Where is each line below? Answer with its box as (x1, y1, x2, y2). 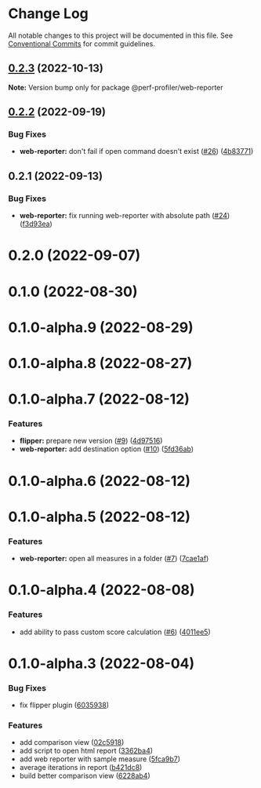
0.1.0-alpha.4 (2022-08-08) (8, 582, 195, 599)
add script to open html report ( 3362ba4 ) (19, 746, 154, 756)
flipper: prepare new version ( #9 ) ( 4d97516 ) (19, 436, 163, 446)
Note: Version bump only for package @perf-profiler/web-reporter (8, 82, 223, 92)
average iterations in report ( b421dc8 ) (19, 763, 143, 772)
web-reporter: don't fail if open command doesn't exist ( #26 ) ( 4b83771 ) (19, 147, 254, 156)
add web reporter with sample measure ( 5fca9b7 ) (19, 754, 181, 764)
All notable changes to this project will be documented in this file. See (8, 31, 234, 40)
